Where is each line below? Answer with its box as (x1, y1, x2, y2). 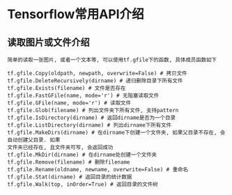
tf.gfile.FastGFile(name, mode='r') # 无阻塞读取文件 (7, 92, 160, 99)
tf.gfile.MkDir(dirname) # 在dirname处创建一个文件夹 (7, 151, 157, 158)
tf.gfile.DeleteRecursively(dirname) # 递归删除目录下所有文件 (7, 77, 183, 84)
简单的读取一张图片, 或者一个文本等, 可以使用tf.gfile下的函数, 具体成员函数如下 (7, 56, 217, 63)
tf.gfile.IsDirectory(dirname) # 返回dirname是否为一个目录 (7, 114, 176, 121)
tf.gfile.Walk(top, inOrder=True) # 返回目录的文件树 (7, 181, 158, 188)
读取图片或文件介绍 (7, 36, 90, 48)
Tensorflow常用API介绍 (7, 6, 144, 22)
